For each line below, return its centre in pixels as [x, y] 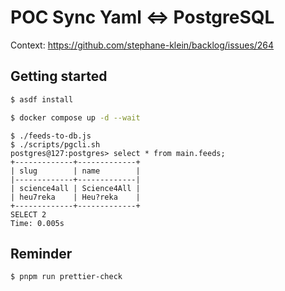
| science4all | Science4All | [75, 188]
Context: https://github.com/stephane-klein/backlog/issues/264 [142, 45]
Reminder [41, 253]
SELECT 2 [28, 214]
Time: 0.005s [37, 223]
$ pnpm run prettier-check [66, 277]
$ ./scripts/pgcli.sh [55, 144]
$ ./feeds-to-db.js [51, 136]
